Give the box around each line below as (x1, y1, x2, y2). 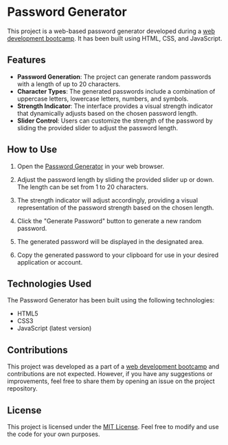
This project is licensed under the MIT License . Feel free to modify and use (7, 423, 219, 431)
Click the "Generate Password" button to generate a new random (16, 216, 201, 225)
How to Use (7, 144, 58, 156)
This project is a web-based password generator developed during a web (7, 27, 215, 35)
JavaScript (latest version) (16, 324, 92, 333)
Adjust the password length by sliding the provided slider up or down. (16, 175, 214, 183)
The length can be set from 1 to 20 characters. (16, 183, 149, 191)
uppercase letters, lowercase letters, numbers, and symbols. (16, 94, 189, 103)
